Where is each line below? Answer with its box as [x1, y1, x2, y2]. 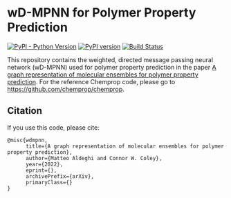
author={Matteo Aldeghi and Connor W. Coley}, [25, 155, 163, 161]
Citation [7, 105, 43, 117]
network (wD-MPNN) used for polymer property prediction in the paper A [7, 63, 216, 71]
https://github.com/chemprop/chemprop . [7, 85, 124, 93]
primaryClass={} [25, 179, 73, 186]
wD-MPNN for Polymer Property [7, 5, 196, 21]
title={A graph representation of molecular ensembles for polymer [25, 143, 225, 150]
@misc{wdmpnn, [7, 137, 48, 143]
